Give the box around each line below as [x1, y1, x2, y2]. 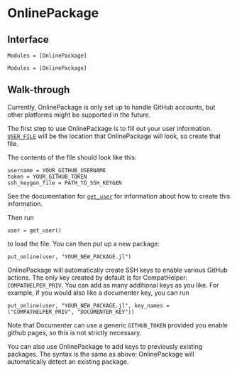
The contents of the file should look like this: [7, 153, 137, 162]
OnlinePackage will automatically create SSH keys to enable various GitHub [7, 266, 228, 274]
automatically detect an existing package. [7, 357, 129, 366]
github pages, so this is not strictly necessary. [7, 328, 142, 337]
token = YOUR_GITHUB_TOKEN [7, 173, 87, 180]
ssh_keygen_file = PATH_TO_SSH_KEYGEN [7, 179, 122, 186]
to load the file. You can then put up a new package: [7, 239, 160, 248]
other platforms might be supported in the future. [7, 110, 151, 119]
